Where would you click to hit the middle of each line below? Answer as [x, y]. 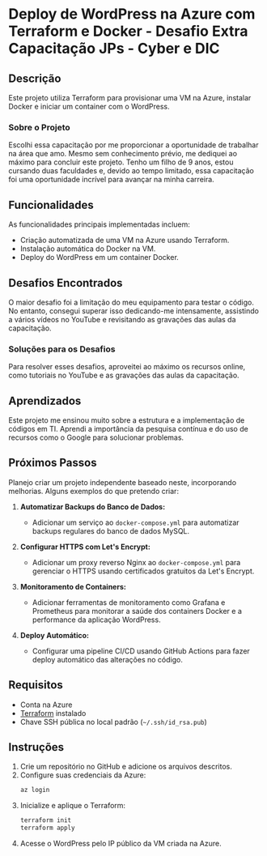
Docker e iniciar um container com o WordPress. [89, 106]
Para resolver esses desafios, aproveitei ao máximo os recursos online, [127, 367]
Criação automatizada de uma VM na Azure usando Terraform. [125, 241]
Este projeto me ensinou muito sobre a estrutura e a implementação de [127, 420]
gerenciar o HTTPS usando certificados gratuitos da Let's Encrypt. [143, 571]
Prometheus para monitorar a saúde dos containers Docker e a [137, 611]
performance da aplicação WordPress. [96, 620]
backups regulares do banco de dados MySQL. [111, 530]
